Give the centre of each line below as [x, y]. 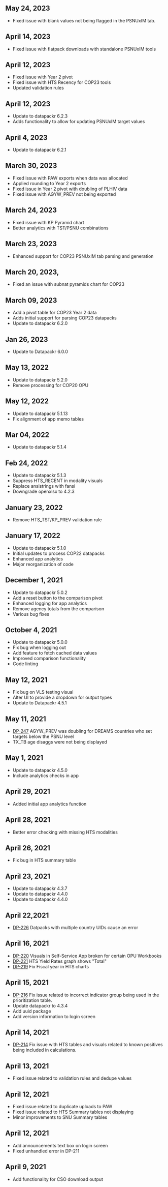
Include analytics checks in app [46, 776]
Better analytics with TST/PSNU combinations [60, 228]
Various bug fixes [31, 614]
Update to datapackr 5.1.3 [39, 476]
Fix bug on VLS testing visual [43, 692]
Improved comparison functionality [49, 659]
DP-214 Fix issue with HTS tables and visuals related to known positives [88, 1045]
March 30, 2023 [31, 166]
